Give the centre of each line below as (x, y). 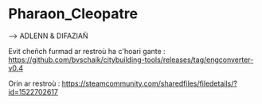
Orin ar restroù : (34, 83)
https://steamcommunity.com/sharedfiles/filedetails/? (149, 83)
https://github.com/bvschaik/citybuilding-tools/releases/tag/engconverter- (131, 60)
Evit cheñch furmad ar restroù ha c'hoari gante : (87, 51)
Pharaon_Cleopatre (73, 14)
